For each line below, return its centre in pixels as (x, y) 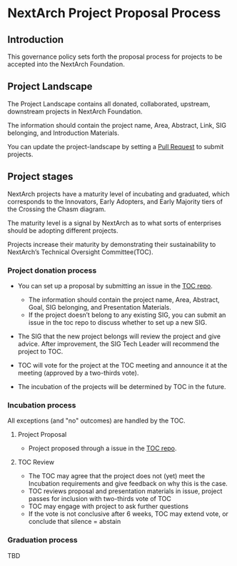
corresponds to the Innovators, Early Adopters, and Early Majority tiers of (115, 201)
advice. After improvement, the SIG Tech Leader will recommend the (118, 343)
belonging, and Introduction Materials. (64, 133)
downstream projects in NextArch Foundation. (75, 111)
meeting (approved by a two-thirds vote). (78, 373)
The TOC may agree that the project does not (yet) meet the (117, 476)
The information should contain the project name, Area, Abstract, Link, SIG (117, 125)
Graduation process (43, 540)
